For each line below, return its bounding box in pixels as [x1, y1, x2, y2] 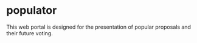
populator [6, 4, 57, 17]
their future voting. [6, 29, 53, 36]
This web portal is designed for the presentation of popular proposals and [6, 23, 192, 30]
